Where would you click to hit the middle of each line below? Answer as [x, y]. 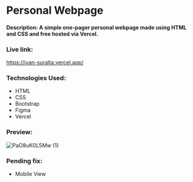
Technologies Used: [36, 78]
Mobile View [30, 174]
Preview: [20, 132]
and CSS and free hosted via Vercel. [52, 34]
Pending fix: [24, 161]
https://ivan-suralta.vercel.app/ [45, 62]
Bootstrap [27, 104]
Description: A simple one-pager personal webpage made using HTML [96, 27]
